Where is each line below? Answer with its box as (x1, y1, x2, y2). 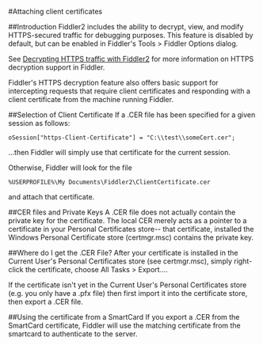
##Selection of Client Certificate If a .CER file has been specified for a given (8, 110, 256, 119)
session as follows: (8, 119, 71, 127)
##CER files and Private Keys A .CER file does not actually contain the (8, 207, 236, 217)
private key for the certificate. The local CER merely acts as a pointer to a (8, 216, 247, 225)
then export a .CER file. (8, 297, 83, 306)
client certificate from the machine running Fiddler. (8, 95, 174, 104)
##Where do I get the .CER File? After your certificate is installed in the (8, 248, 238, 257)
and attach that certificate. (8, 192, 95, 201)
